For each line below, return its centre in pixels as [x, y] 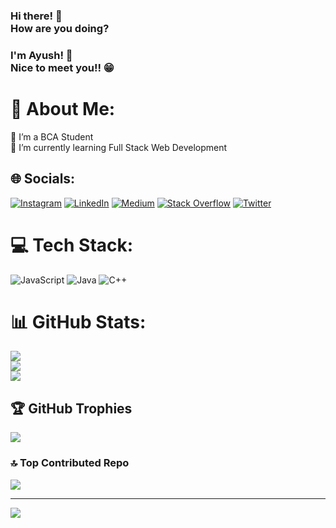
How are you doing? [60, 28]
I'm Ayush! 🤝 [41, 55]
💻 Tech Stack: [72, 245]
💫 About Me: [63, 109]
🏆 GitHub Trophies [71, 408]
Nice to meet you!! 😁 [62, 67]
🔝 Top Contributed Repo [70, 463]
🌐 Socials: [43, 179]
